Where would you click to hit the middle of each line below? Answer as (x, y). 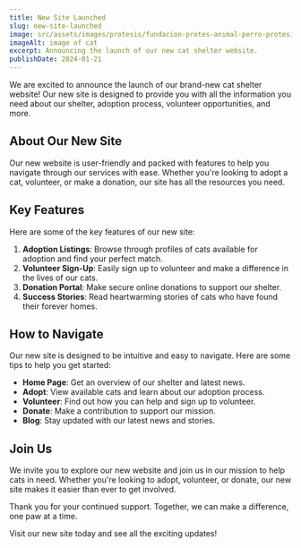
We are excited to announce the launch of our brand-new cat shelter (136, 85)
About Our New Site (66, 141)
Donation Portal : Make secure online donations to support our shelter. (152, 287)
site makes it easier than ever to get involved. (93, 490)
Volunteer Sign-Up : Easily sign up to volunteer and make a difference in (155, 268)
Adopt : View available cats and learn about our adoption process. (143, 392)
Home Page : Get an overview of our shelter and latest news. (133, 382)
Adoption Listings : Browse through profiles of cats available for (140, 249)
